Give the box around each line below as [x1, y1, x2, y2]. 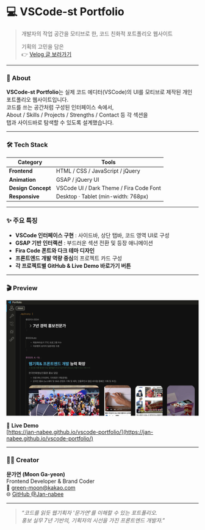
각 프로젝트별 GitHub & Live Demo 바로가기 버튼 [15, 262, 131, 269]
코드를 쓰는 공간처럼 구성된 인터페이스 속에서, [6, 104, 114, 111]
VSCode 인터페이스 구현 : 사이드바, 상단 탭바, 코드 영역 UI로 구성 [15, 231, 170, 238]
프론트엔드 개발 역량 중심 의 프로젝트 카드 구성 [15, 254, 123, 262]
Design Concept [9, 184, 51, 192]
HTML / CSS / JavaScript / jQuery [56, 167, 140, 174]
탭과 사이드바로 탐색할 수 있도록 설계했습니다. [6, 119, 114, 126]
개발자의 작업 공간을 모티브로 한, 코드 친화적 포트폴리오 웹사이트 [21, 30, 173, 37]
